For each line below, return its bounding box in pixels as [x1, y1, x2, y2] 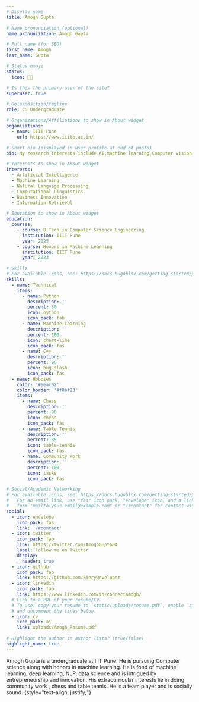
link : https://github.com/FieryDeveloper [17, 575, 120, 581]
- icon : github [11, 563, 49, 570]
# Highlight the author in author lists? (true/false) [6, 635, 145, 641]
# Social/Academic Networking [6, 486, 81, 493]
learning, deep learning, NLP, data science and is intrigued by [6, 670, 157, 677]
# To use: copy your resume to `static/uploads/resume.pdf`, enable [11, 602, 184, 609]
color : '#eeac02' [17, 381, 60, 387]
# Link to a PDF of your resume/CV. [11, 597, 102, 603]
